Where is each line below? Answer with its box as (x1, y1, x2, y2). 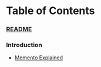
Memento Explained (14, 54, 63, 61)
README (6, 25, 32, 33)
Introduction (6, 41, 42, 49)
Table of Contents (6, 4, 95, 18)
